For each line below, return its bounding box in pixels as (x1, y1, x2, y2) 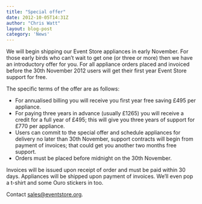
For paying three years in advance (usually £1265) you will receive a (14, 110, 184, 117)
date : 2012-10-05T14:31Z (6, 14, 69, 21)
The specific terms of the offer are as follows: (6, 85, 119, 92)
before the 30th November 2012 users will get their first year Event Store (6, 67, 187, 74)
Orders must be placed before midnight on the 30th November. (14, 155, 172, 162)
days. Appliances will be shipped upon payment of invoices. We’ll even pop (6, 173, 194, 180)
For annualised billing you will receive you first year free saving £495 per (14, 97, 196, 104)
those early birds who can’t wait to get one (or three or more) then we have (6, 54, 193, 62)
